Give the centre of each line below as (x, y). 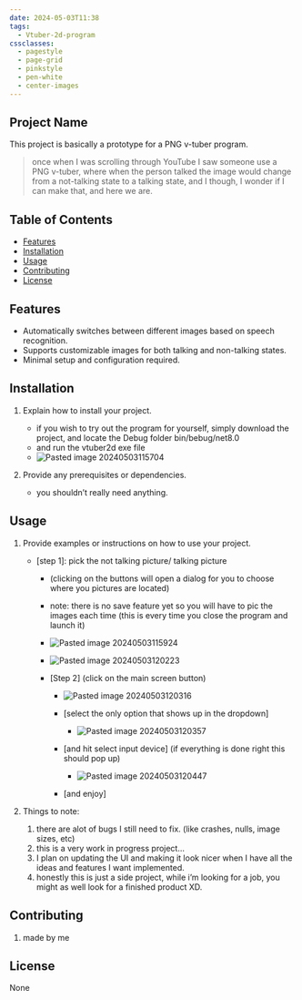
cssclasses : (32, 43)
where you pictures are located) (110, 587)
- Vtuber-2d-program (56, 35)
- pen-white (40, 77)
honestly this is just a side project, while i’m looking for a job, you (158, 877)
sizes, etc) (55, 838)
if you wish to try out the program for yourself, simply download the (162, 428)
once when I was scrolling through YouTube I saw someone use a (154, 162)
